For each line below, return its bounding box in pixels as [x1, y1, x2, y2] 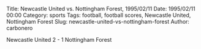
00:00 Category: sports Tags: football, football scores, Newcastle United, [6, 11, 191, 19]
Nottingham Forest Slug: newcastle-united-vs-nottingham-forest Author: [6, 18, 190, 25]
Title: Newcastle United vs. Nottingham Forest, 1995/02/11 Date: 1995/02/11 [6, 5, 195, 12]
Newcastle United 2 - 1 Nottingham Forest [6, 36, 112, 43]
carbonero [6, 24, 33, 31]
